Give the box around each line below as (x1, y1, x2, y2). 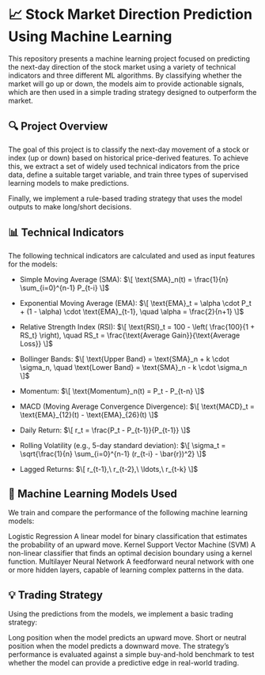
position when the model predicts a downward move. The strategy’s (8, 641, 229, 651)
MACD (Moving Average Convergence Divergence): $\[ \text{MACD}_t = (19, 402, 255, 411)
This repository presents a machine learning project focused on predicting (8, 54, 251, 63)
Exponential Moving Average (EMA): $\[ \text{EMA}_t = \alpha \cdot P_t (19, 298, 252, 307)
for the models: (8, 259, 58, 269)
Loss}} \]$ (19, 338, 53, 348)
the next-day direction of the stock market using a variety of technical (8, 62, 236, 71)
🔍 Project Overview (8, 119, 108, 134)
